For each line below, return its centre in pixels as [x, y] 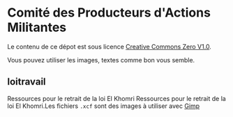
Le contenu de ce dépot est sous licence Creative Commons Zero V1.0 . [109, 46]
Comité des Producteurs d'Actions [109, 13]
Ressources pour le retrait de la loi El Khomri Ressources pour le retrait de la [117, 98]
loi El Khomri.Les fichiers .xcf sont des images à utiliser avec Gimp [104, 106]
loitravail [27, 82]
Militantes [37, 27]
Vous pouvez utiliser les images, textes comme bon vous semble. [101, 60]
